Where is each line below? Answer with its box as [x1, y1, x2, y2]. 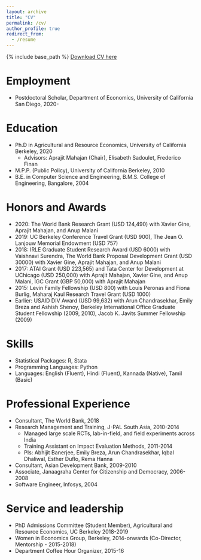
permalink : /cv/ [6, 20, 47, 26]
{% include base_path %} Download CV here [6, 53, 117, 60]
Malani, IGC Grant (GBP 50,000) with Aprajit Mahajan [14, 277, 145, 285]
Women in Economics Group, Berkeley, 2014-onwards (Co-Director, [14, 534, 182, 541]
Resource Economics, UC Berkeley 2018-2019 [14, 528, 129, 535]
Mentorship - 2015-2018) [14, 541, 77, 548]
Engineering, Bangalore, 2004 [14, 179, 89, 187]
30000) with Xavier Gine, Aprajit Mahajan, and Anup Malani [14, 259, 162, 266]
